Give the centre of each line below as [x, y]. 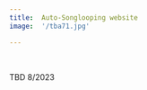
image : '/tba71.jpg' [50, 26]
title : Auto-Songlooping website [74, 18]
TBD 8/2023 [32, 76]
